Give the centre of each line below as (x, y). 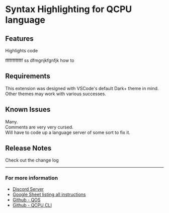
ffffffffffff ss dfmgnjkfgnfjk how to (40, 60)
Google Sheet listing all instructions (49, 194)
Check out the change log (32, 160)
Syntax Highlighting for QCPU (69, 9)
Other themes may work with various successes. (56, 94)
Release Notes (28, 148)
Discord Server (28, 189)
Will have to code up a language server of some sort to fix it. (68, 132)
